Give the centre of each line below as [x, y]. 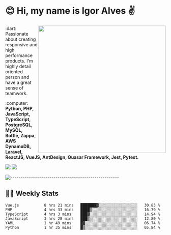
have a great [18, 82]
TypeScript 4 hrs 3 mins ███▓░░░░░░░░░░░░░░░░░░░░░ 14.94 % [83, 214]
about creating [21, 39]
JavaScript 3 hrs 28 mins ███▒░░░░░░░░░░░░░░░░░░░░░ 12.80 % [83, 218]
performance [19, 55]
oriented [14, 71]
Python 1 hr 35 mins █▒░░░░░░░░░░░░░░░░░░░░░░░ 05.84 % [83, 227]
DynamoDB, [18, 146]
